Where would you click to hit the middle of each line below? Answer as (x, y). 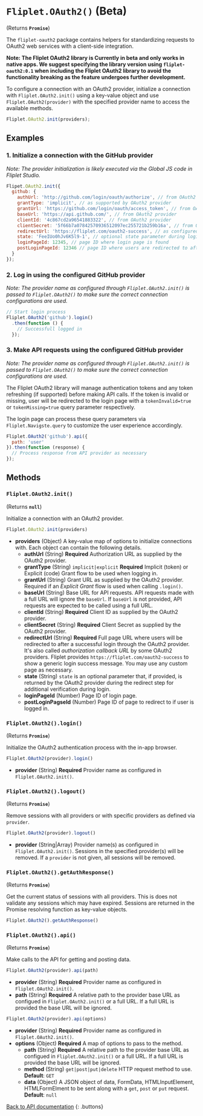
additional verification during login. (67, 689)
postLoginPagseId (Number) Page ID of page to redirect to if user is (109, 702)
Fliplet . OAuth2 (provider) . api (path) (52, 971)
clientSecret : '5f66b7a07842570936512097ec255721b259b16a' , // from (105, 225)
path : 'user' (28, 442)
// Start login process (36, 312)
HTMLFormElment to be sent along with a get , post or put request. (106, 1089)
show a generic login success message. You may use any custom (106, 663)
